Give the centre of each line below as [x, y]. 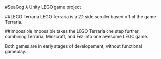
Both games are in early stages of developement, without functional [74, 46]
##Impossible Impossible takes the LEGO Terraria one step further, [72, 31]
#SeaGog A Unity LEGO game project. [44, 7]
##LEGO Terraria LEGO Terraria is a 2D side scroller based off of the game [80, 16]
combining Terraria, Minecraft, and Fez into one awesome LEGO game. [77, 37]
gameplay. [15, 51]
